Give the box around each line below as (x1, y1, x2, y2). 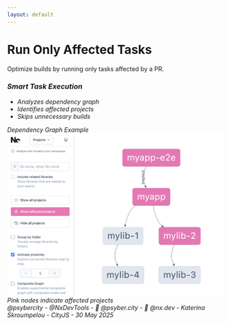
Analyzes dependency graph (17, 97, 100, 106)
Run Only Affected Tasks (7, 41, 153, 57)
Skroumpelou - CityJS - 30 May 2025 (7, 311, 114, 319)
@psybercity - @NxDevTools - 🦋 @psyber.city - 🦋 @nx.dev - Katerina (7, 303, 205, 311)
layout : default (7, 11, 54, 18)
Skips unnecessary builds (17, 112, 91, 120)
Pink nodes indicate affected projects (7, 296, 114, 304)
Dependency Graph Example (7, 125, 90, 134)
